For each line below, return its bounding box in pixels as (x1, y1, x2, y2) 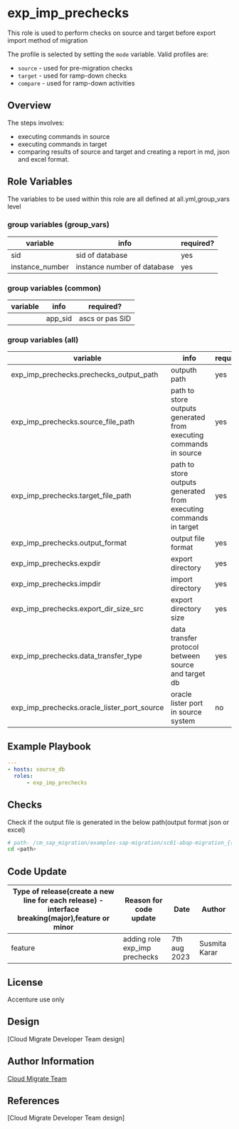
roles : (14, 773, 33, 780)
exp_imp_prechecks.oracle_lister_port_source (11, 703, 164, 713)
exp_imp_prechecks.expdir (11, 558, 101, 568)
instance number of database (75, 261, 174, 271)
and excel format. (17, 155, 70, 163)
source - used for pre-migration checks (17, 63, 133, 72)
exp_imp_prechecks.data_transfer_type (11, 651, 142, 661)
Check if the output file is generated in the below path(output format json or (7, 818, 230, 826)
